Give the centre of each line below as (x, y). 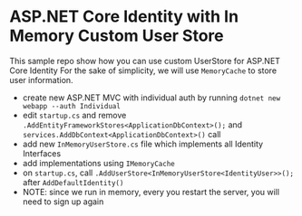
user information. (42, 80)
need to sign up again (63, 202)
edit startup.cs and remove (74, 115)
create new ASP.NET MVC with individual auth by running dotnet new (151, 98)
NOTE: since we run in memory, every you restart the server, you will (151, 192)
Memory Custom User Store (117, 36)
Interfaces (42, 153)
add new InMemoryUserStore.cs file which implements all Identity (143, 144)
